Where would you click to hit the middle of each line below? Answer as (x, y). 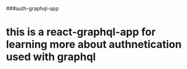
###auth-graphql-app (33, 8)
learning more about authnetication (94, 45)
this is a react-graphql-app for (81, 32)
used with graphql (51, 57)
